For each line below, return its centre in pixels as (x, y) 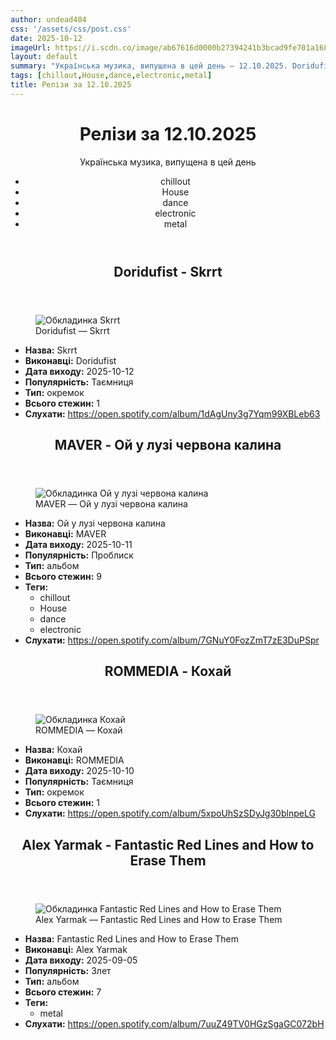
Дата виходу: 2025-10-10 (79, 771)
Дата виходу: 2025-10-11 (78, 545)
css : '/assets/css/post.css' (71, 29)
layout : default (44, 57)
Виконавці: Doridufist (70, 360)
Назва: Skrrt (51, 350)
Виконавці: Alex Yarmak (76, 949)
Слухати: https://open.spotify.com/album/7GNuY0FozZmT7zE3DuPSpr (172, 640)
